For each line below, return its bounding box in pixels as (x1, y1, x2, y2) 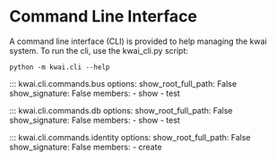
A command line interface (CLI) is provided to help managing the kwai (9, 36, 267, 47)
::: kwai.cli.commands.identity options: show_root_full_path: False (9, 131, 251, 142)
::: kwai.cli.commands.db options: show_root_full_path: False (9, 105, 233, 115)
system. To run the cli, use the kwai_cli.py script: (9, 45, 189, 55)
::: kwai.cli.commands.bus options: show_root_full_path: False (9, 78, 237, 89)
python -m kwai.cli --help (9, 63, 110, 72)
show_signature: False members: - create (9, 141, 163, 152)
